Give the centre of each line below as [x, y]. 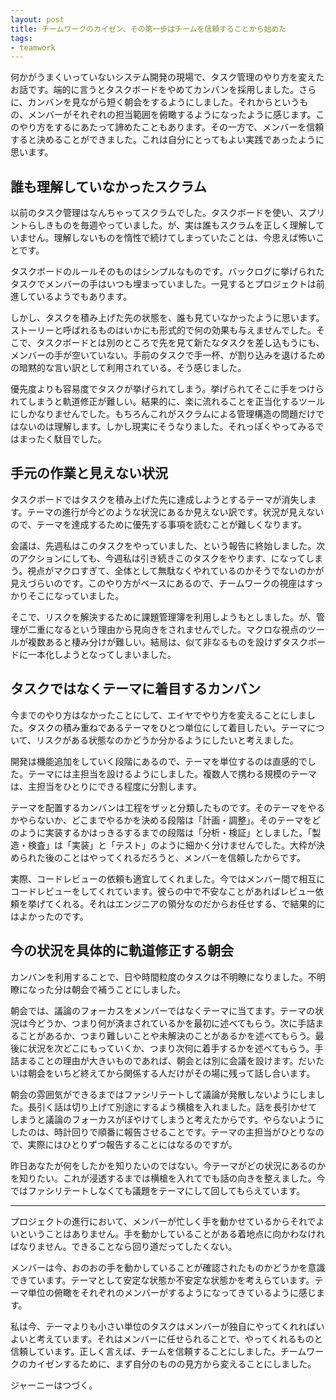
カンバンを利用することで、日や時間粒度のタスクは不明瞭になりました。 [159, 977]
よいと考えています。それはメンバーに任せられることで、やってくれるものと [166, 1338]
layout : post [37, 19]
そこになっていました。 [76, 595]
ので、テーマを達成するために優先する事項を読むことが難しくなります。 [159, 524]
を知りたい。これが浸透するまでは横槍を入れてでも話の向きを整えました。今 [168, 1178]
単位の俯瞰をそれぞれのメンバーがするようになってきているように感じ [172, 1292]
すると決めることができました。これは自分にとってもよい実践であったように [167, 140]
